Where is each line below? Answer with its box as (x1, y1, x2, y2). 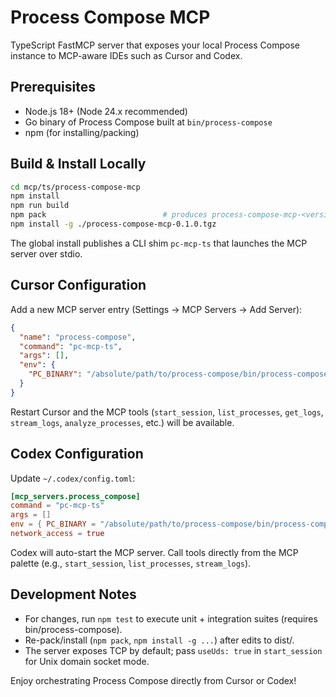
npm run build (10, 201, 70, 211)
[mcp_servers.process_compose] (10, 491, 141, 501)
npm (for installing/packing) (24, 126, 140, 138)
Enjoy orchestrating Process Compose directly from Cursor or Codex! (10, 674, 297, 686)
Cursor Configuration (10, 277, 147, 294)
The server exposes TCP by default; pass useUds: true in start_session (24, 644, 323, 656)
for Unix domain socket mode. (24, 655, 150, 667)
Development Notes (10, 586, 137, 603)
